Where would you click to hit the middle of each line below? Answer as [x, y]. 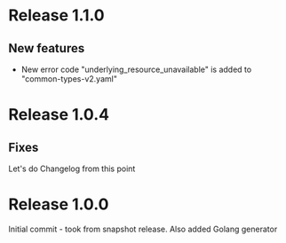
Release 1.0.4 [59, 115]
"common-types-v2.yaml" [69, 79]
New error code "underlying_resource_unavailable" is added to [136, 69]
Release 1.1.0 [56, 16]
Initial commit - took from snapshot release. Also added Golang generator [143, 229]
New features [47, 48]
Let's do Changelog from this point [72, 169]
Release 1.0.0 [59, 204]
